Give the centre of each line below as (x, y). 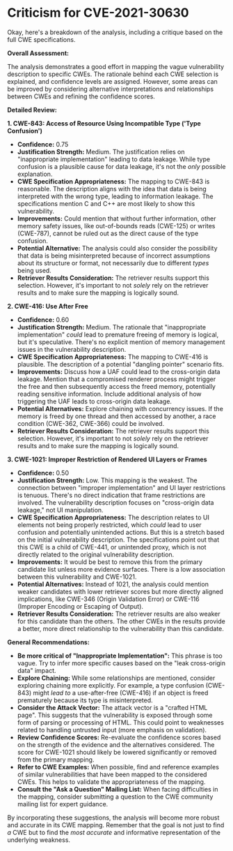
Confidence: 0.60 (43, 320)
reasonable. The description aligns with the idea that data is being (112, 188)
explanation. (35, 174)
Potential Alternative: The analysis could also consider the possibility (117, 248)
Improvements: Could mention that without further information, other (116, 219)
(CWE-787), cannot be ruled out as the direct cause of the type (108, 233)
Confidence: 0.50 (43, 473)
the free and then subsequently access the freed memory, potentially (116, 386)
